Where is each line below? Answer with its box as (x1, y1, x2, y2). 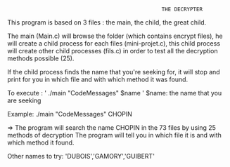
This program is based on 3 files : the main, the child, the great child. (7, 18, 207, 27)
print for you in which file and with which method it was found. (7, 75, 189, 83)
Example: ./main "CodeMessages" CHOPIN (7, 110, 132, 118)
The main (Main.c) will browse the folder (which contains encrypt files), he (7, 32, 223, 40)
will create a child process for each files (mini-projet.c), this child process (7, 39, 220, 48)
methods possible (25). (7, 54, 75, 62)
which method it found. (7, 138, 75, 147)
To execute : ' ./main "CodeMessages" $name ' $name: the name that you (7, 89, 222, 97)
